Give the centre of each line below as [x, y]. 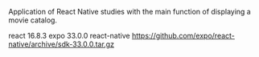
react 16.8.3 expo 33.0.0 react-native [69, 36]
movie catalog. [33, 20]
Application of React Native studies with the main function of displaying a [129, 12]
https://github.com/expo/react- [183, 36]
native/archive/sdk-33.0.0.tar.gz [62, 44]
